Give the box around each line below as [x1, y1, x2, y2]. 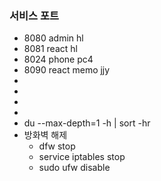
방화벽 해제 [23, 129, 68, 141]
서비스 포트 [9, 8, 60, 22]
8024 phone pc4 [23, 53, 94, 66]
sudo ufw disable [38, 162, 111, 174]
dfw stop [38, 140, 76, 152]
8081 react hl [23, 43, 78, 55]
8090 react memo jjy [23, 64, 111, 76]
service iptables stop [38, 151, 126, 163]
